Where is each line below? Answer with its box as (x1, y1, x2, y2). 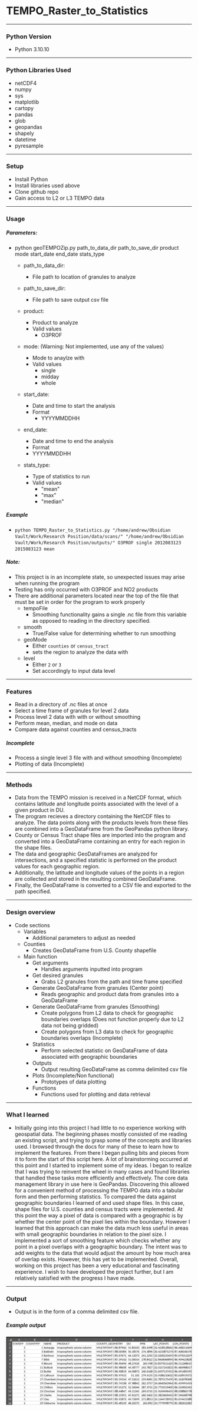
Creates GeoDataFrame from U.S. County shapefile (32, 947, 157, 954)
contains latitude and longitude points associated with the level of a (14, 800, 179, 808)
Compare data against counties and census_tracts (14, 726, 137, 733)
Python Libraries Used (6, 66, 72, 74)
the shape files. (14, 844, 52, 851)
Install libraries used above (14, 181, 80, 189)
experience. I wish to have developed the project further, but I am (14, 1268, 174, 1275)
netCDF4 (14, 80, 37, 87)
